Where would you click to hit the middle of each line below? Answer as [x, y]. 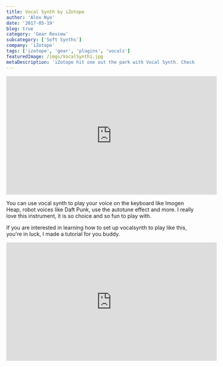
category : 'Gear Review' [37, 34]
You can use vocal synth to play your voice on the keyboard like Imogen [95, 203]
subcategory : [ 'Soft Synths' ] [44, 40]
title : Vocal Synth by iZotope [45, 12]
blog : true [20, 29]
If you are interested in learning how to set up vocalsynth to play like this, [97, 227]
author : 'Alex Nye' [31, 17]
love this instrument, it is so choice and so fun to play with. [79, 216]
